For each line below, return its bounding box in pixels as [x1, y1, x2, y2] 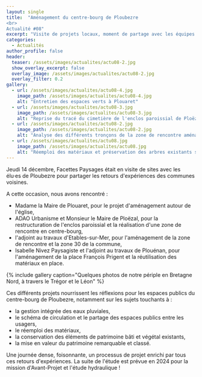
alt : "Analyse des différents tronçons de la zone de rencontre [17, 132, 182, 139]
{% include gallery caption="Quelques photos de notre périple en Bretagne [6, 271, 192, 278]
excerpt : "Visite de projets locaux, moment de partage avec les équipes [6, 31, 195, 37]
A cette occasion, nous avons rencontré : [6, 190, 108, 197]
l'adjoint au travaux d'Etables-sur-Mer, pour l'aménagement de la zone [14, 233, 191, 241]
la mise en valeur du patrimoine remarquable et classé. [14, 339, 151, 347]
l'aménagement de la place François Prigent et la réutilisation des [14, 253, 177, 260]
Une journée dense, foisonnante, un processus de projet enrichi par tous [6, 351, 186, 358]
